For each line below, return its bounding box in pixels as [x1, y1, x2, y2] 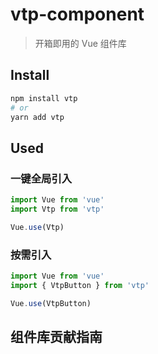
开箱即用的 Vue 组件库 [34, 37, 127, 49]
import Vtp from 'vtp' [10, 204, 105, 214]
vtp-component [10, 3, 145, 26]
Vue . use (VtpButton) [10, 298, 92, 308]
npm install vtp [10, 93, 78, 103]
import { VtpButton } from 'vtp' [10, 280, 150, 290]
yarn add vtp [10, 112, 65, 122]
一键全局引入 [10, 171, 73, 185]
